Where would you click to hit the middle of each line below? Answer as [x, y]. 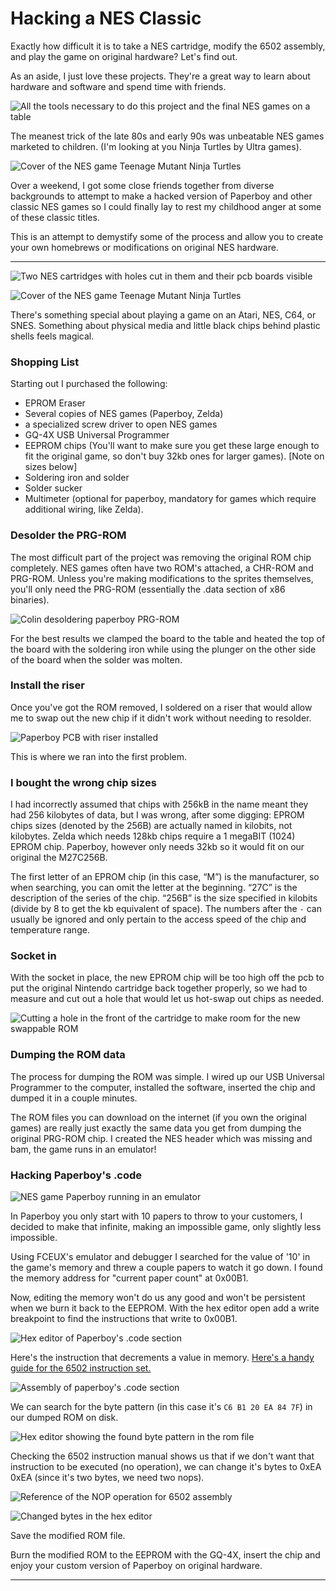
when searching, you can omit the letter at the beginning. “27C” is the [154, 888]
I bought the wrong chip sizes [83, 782]
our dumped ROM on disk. [64, 1418]
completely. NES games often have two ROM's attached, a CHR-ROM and [162, 568]
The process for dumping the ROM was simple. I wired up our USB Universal [167, 1076]
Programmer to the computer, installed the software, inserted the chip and [163, 1087]
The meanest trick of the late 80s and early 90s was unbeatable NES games [167, 136]
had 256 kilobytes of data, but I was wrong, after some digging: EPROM [157, 815]
